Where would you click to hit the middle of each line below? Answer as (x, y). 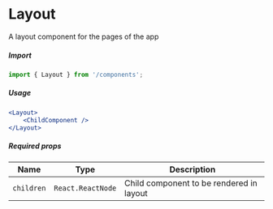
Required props (35, 146)
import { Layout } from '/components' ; (76, 75)
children (29, 188)
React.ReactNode (85, 188)
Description (193, 169)
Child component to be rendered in (191, 183)
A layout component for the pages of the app (84, 36)
